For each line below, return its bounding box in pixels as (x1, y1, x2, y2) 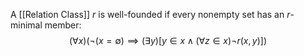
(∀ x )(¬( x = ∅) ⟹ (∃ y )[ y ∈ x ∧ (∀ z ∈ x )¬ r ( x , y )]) (68, 35, 267, 46)
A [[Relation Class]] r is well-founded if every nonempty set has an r (10, 9, 291, 20)
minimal (10, 19, 43, 31)
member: (44, 19, 82, 31)
